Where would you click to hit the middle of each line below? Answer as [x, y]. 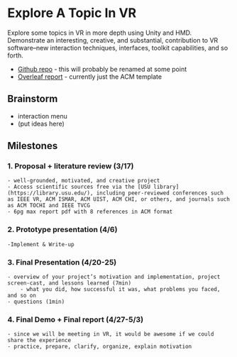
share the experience [39, 341]
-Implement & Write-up [41, 244]
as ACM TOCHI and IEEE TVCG [49, 206]
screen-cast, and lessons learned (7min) [70, 283]
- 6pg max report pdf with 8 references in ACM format [90, 212]
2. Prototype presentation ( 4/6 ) [62, 230]
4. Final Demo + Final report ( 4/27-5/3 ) [76, 319]
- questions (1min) [36, 302]
